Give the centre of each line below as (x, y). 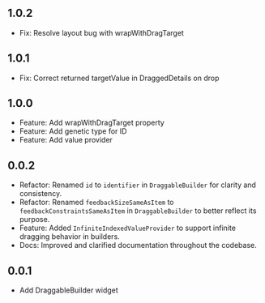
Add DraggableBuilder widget (68, 290)
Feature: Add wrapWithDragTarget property (92, 123)
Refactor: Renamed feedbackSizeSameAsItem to (96, 203)
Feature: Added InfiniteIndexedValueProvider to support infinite (128, 228)
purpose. (34, 220)
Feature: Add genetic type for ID (73, 131)
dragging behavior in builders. (70, 237)
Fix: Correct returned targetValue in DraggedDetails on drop (119, 78)
